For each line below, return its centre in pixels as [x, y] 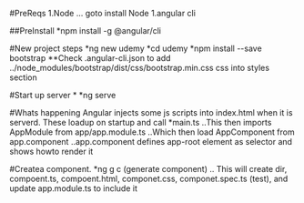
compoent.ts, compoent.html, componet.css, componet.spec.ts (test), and [149, 178]
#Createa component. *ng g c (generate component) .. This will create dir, [148, 169]
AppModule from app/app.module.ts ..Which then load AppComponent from [152, 132]
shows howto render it [51, 151]
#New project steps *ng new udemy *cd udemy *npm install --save [136, 48]
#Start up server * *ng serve [63, 95]
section [24, 77]
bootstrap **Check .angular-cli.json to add [90, 58]
